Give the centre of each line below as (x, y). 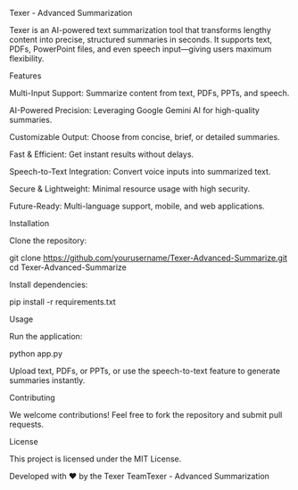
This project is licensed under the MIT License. (95, 459)
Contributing (32, 397)
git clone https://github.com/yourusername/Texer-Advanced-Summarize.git (149, 258)
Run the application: (46, 336)
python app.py (36, 354)
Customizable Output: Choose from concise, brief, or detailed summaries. (145, 137)
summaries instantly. (47, 380)
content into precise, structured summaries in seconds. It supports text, (141, 40)
